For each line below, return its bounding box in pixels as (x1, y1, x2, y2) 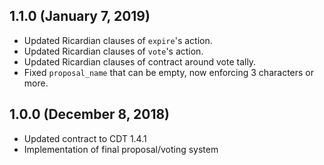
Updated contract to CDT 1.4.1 (23, 132, 147, 144)
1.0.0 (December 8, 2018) (9, 106, 171, 123)
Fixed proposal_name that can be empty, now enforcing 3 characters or (23, 66, 315, 78)
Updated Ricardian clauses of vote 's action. (23, 45, 204, 57)
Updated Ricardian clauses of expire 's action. (23, 34, 213, 46)
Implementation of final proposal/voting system (23, 143, 219, 155)
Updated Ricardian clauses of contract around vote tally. (23, 55, 257, 68)
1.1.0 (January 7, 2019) (9, 8, 151, 25)
